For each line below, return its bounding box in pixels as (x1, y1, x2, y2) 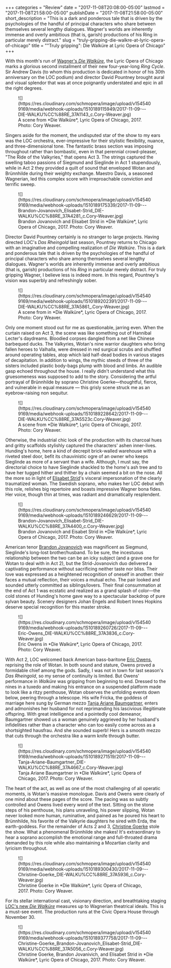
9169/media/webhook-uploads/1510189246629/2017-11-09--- (18, 512, 148, 518)
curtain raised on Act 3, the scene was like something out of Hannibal (5, 330, 152, 336)
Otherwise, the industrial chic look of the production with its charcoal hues (5, 437, 162, 443)
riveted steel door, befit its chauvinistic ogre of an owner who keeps (5, 453, 149, 459)
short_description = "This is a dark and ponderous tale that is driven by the (5, 15, 163, 21)
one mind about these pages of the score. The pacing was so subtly (5, 796, 149, 802)
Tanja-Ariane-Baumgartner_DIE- (18, 759, 86, 765)
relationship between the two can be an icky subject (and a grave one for (5, 555, 159, 561)
